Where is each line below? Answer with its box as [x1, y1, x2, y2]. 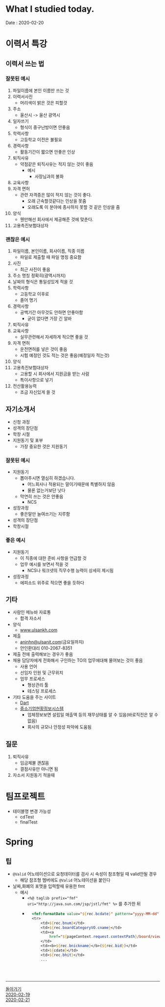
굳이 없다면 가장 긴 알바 [27, 316, 72, 322]
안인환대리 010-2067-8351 [20, 645, 72, 651]
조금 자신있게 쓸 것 [20, 389, 56, 395]
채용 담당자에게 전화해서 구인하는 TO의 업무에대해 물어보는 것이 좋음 [12, 657, 143, 663]
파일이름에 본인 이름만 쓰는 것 [12, 87, 69, 93]
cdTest [20, 814, 34, 820]
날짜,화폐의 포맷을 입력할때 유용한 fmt [12, 883, 85, 889]
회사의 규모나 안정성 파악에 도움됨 [27, 724, 92, 730]
